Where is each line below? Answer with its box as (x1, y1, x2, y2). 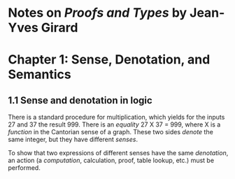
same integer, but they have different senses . (8, 135, 138, 144)
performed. (8, 164, 41, 172)
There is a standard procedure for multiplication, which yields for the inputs (8, 113, 225, 122)
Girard (41, 20, 78, 36)
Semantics (8, 66, 72, 83)
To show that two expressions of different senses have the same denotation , (8, 149, 229, 157)
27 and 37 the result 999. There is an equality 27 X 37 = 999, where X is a (8, 120, 221, 129)
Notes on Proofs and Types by (8, 5, 187, 21)
